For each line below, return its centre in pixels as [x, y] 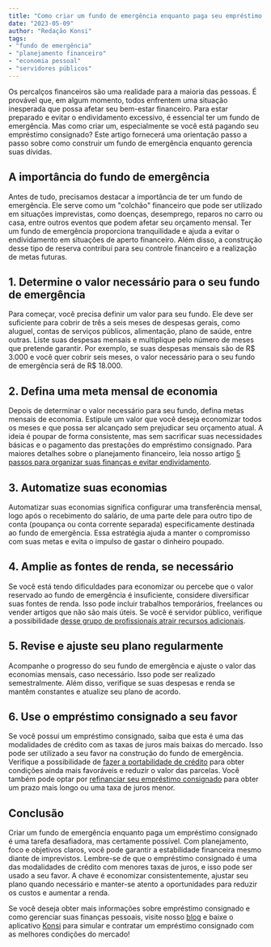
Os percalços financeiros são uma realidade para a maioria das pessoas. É [133, 91]
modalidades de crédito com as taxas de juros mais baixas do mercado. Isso [136, 745]
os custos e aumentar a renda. [59, 893]
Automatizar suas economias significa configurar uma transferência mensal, [135, 507]
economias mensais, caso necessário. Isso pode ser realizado [112, 674]
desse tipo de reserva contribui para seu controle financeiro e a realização [133, 248]
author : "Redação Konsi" [50, 31]
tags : [17, 38]
